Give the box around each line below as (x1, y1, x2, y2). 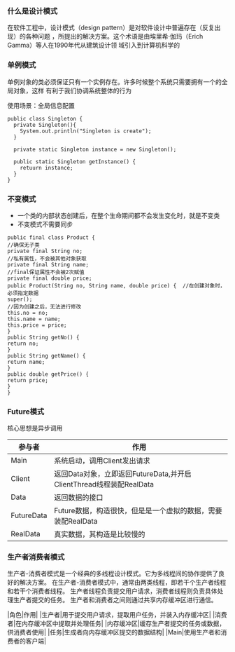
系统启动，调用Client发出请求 (53, 456, 150, 466)
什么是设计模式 (7, 6, 58, 15)
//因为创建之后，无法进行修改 (7, 303, 82, 310)
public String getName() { (7, 352, 86, 359)
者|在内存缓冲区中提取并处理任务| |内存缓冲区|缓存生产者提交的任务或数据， (7, 619, 226, 628)
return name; (7, 358, 45, 365)
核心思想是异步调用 (7, 424, 63, 433)
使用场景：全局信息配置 (7, 101, 75, 109)
